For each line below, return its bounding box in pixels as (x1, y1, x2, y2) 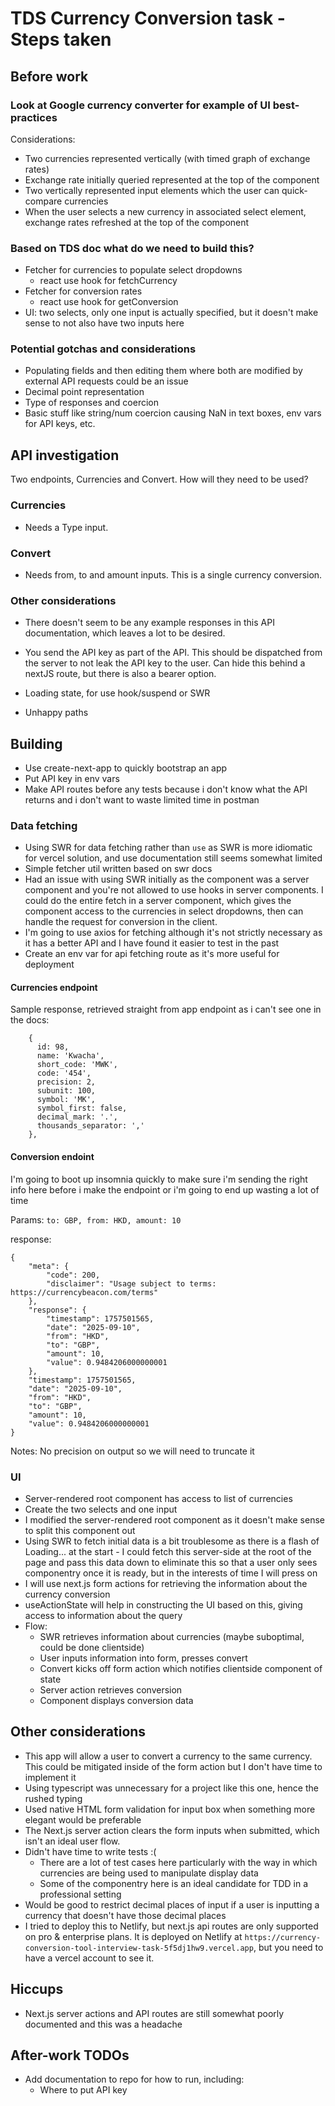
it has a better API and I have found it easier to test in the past (24, 937, 280, 949)
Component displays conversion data (39, 1694, 194, 1706)
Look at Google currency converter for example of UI (10, 98, 271, 112)
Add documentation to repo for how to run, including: (24, 2073, 245, 2086)
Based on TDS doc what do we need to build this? (10, 241, 255, 255)
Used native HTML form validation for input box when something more (24, 1803, 316, 1815)
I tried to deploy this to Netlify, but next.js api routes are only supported (24, 1920, 319, 1932)
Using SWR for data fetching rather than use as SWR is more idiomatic (24, 842, 313, 854)
